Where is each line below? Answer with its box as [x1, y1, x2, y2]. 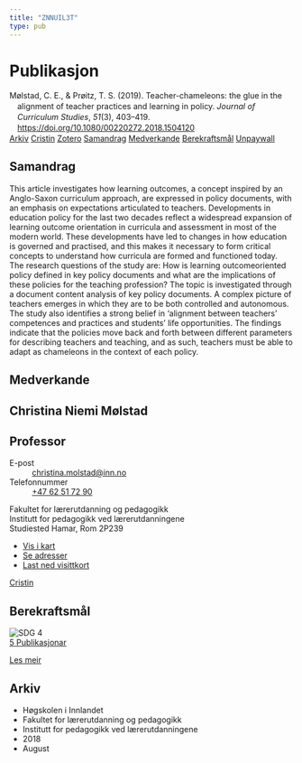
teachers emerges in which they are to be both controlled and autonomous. [9, 298, 289, 309]
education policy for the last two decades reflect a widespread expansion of [9, 211, 293, 222]
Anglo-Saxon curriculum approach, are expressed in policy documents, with [9, 192, 292, 203]
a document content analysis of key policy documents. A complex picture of [9, 288, 292, 299]
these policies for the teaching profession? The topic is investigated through [9, 279, 292, 290]
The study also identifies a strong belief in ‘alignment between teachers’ [9, 308, 278, 319]
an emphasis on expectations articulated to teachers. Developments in [9, 202, 271, 213]
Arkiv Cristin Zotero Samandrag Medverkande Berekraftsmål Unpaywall [9, 133, 275, 144]
